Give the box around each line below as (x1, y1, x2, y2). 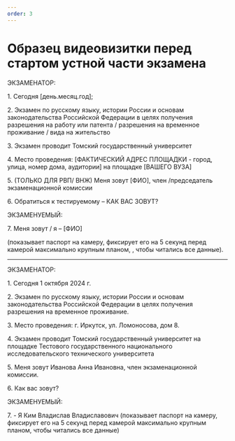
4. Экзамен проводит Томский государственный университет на (7, 334, 201, 343)
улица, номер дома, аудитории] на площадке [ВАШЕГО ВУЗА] (7, 162, 192, 171)
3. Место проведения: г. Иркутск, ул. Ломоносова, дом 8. (7, 321, 180, 329)
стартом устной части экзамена (7, 55, 206, 71)
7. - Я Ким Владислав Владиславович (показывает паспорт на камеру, (7, 411, 218, 419)
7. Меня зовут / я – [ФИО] (7, 224, 83, 232)
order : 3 (7, 10, 33, 17)
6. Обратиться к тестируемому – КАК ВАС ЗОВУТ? (7, 197, 159, 205)
